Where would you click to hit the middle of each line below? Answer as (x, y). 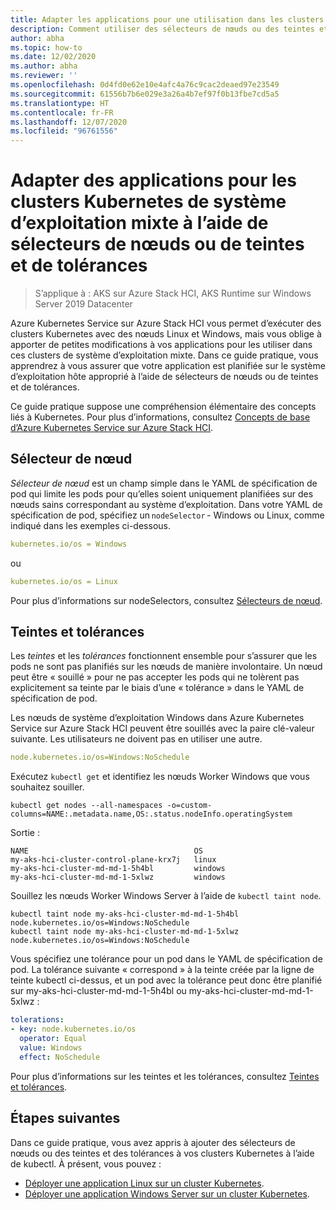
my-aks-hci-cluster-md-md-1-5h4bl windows (118, 869)
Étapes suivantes (65, 1118)
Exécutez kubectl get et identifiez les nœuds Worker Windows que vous (160, 777)
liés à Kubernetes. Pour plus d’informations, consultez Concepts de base (160, 417)
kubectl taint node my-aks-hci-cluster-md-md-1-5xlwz (125, 932)
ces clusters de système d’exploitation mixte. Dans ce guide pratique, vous (164, 355)
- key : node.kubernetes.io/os (73, 1029)
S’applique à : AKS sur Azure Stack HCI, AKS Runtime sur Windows (173, 293)
